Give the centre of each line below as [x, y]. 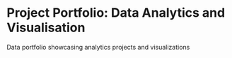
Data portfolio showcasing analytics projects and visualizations [98, 47]
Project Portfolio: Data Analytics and [116, 13]
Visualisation [46, 28]
